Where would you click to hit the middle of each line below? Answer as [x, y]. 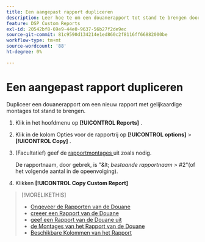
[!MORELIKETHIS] [44, 195]
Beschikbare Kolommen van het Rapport [81, 232]
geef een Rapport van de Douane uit [76, 219]
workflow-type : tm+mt [34, 40]
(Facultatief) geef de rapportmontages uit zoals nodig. [83, 153]
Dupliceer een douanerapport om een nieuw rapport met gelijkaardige [94, 104]
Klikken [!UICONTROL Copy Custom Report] [71, 183]
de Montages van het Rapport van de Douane [88, 226]
